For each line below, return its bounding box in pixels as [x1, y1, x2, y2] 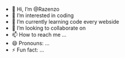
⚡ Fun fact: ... [11, 46, 44, 53]
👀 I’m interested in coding [11, 12, 74, 19]
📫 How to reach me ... [11, 31, 67, 38]
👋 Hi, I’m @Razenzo [11, 6, 60, 12]
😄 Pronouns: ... [11, 40, 50, 47]
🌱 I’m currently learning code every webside [11, 18, 120, 25]
